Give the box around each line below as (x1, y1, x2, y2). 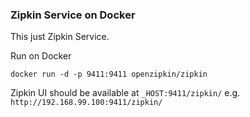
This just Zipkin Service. (10, 31, 110, 43)
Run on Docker (10, 50, 72, 62)
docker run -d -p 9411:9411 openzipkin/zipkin (10, 69, 208, 80)
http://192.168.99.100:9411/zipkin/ (10, 98, 163, 108)
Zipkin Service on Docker (10, 8, 136, 22)
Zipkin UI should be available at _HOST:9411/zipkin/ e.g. (10, 87, 241, 99)
